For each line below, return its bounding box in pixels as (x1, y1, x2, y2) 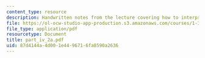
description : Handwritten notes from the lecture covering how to (6, 14, 179, 21)
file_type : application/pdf (6, 25, 78, 32)
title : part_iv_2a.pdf (6, 37, 64, 43)
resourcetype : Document (6, 31, 67, 37)
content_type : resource (6, 8, 67, 15)
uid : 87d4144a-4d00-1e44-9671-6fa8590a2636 (6, 43, 119, 49)
